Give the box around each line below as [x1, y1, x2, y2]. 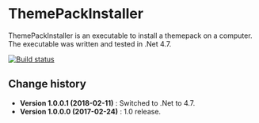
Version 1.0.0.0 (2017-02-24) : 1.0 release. [19, 106, 161, 116]
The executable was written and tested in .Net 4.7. [8, 39, 172, 48]
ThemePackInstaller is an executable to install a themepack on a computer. [8, 31, 253, 40]
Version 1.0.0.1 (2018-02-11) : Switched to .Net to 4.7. [19, 98, 196, 107]
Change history [8, 77, 87, 91]
